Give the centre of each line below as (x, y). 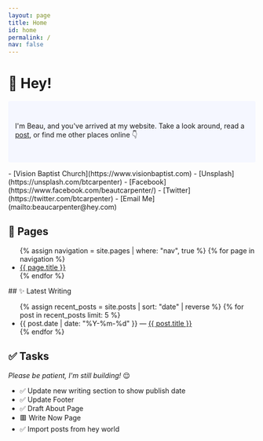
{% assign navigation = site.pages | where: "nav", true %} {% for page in (137, 250)
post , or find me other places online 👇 (77, 135)
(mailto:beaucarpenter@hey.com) (63, 207)
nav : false (26, 45)
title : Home (27, 23)
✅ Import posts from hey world (69, 428)
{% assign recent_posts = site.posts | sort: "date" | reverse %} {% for (132, 307)
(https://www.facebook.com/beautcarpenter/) (82, 190)
